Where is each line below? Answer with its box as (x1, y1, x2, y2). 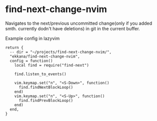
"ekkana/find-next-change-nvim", (10, 54, 80, 59)
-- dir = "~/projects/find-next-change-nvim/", (10, 49, 112, 54)
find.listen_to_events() (14, 72, 67, 77)
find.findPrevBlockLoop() (18, 98, 73, 103)
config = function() (10, 58, 53, 64)
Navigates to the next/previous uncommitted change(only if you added (5, 20, 152, 26)
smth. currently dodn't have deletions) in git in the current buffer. (5, 25, 140, 31)
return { (5, 45, 24, 50)
